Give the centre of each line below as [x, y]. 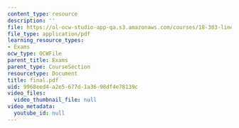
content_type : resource [43, 14]
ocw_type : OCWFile [34, 54]
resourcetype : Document [43, 73]
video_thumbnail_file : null [55, 100]
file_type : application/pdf [49, 34]
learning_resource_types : [46, 41]
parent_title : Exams [38, 60]
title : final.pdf [33, 80]
